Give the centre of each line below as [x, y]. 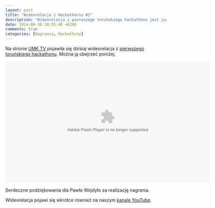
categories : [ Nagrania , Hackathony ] [44, 34]
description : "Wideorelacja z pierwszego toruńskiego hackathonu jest [82, 20]
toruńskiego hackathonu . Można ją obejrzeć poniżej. [61, 54]
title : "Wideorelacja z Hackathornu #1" [49, 15]
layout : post [19, 10]
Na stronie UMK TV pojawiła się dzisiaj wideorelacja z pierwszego [75, 49]
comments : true [21, 29]
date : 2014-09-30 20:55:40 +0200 [41, 24]
